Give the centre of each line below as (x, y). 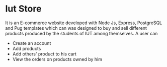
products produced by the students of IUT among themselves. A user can (81, 33)
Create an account (32, 43)
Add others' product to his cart (44, 54)
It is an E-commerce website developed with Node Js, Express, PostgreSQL (84, 23)
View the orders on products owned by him (57, 59)
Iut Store (23, 9)
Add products (27, 48)
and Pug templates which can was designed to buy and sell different (76, 28)
